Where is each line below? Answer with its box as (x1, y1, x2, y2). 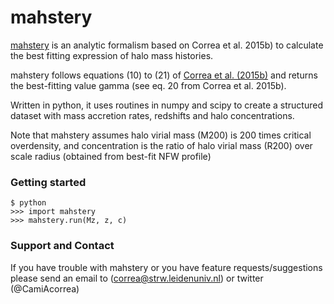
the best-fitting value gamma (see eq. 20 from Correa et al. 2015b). (10, 79, 287, 91)
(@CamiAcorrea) (10, 282, 80, 295)
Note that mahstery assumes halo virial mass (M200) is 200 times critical (10, 129, 312, 141)
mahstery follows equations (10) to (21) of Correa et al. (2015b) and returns (10, 69, 318, 81)
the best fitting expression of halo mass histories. (10, 49, 214, 61)
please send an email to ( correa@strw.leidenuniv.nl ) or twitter (10, 272, 264, 284)
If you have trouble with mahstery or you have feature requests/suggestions (10, 261, 323, 273)
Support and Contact (10, 239, 115, 253)
